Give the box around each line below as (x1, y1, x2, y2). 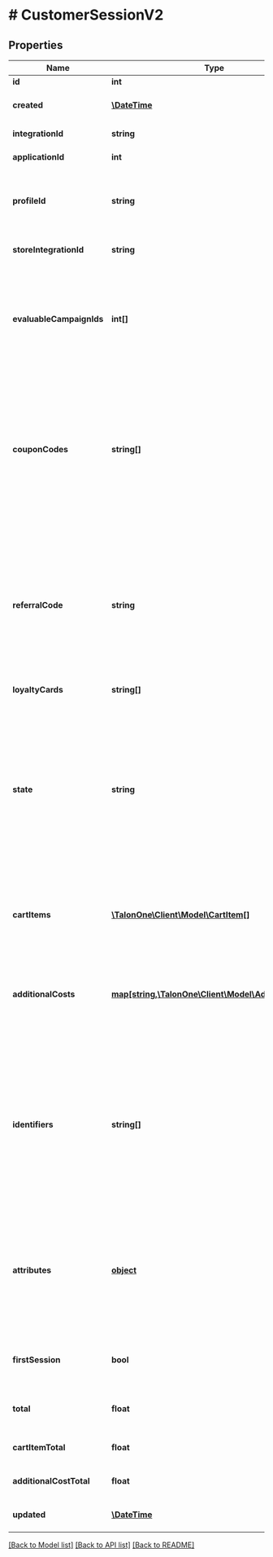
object (110, 1265, 136, 1276)
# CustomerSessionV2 (8, 6, 164, 24)
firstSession (12, 1354, 61, 1366)
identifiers (12, 1119, 54, 1130)
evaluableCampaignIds (12, 314, 104, 324)
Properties (8, 38, 63, 52)
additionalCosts (12, 988, 76, 1000)
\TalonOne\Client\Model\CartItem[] (110, 909, 250, 920)
